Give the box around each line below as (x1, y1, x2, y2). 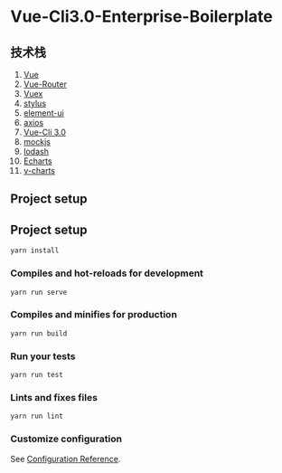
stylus (23, 98, 47, 109)
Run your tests (10, 350, 76, 363)
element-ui (23, 108, 64, 118)
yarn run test (10, 371, 64, 380)
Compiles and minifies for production (10, 308, 177, 321)
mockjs (23, 137, 51, 147)
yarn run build (10, 328, 68, 338)
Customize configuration (10, 432, 123, 445)
